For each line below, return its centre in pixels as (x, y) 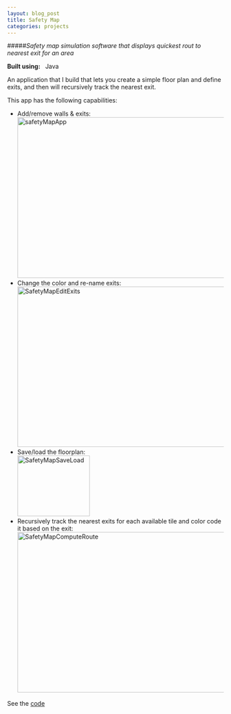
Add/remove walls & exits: (54, 113)
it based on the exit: (45, 529)
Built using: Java (33, 67)
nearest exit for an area (41, 53)
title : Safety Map (33, 20)
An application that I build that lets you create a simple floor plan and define (114, 80)
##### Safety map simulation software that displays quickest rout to (104, 46)
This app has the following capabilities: (62, 100)
